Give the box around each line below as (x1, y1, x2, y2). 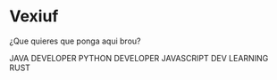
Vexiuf (9, 6, 59, 27)
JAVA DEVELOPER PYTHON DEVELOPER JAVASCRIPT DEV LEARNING (9, 52, 269, 63)
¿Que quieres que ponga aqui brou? (9, 36, 141, 46)
